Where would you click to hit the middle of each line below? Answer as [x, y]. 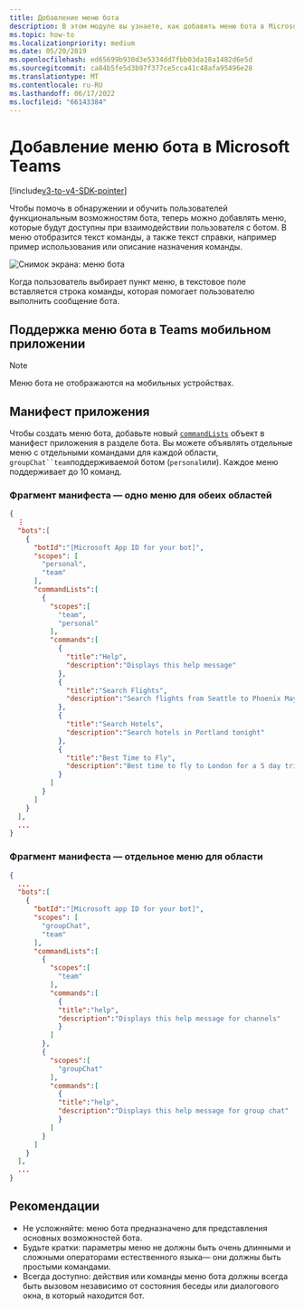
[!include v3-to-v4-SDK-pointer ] [68, 191]
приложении [47, 343]
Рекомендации [55, 1206]
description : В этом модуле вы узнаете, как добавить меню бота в [137, 26]
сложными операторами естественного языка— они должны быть [152, 1257]
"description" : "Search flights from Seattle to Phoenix [174, 699]
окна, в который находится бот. [83, 1296]
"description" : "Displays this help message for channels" [169, 1019]
